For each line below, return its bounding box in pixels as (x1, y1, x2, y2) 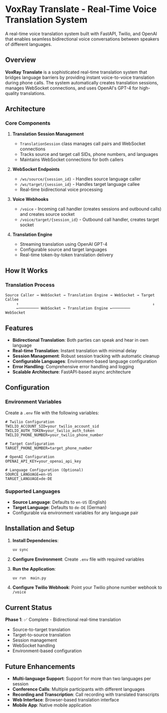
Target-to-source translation (12, 632, 71, 638)
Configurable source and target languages (19, 246, 107, 253)
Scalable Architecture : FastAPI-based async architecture (12, 369, 131, 375)
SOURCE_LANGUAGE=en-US (5, 472, 52, 477)
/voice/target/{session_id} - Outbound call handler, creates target (19, 216, 160, 223)
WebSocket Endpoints (12, 166, 60, 172)
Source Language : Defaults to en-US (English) (12, 499, 107, 505)
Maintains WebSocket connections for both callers (19, 156, 124, 163)
